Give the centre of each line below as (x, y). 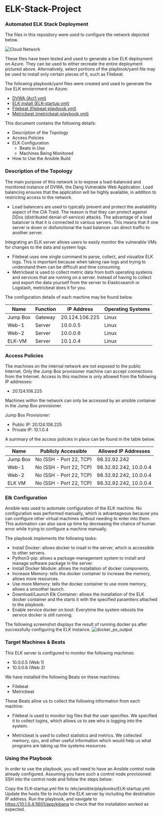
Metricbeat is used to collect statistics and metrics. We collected (77, 735)
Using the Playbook (28, 758)
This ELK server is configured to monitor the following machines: (70, 653)
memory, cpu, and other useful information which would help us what (82, 740)
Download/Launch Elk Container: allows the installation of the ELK (78, 594)
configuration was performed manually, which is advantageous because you (82, 513)
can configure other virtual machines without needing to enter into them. (78, 519)
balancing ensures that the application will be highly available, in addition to (81, 192)
